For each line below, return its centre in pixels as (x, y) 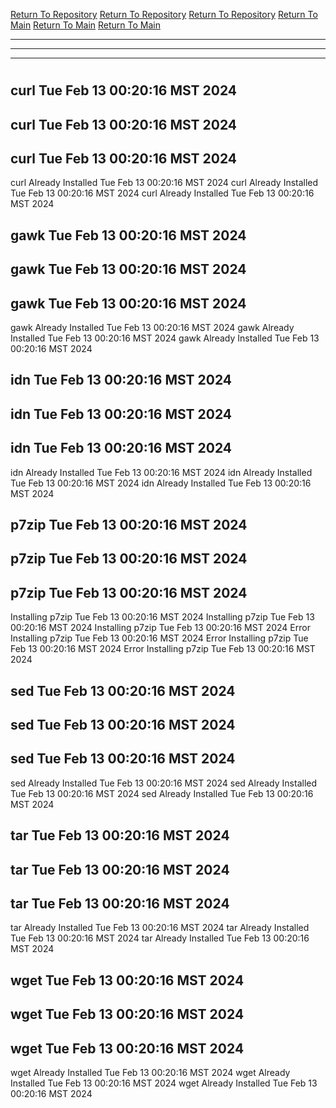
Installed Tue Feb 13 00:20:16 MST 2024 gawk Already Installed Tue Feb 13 (165, 338)
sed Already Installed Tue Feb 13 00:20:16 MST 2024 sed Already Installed (164, 783)
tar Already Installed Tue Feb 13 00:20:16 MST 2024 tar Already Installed (160, 928)
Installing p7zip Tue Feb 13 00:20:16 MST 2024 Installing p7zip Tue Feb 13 (162, 617)
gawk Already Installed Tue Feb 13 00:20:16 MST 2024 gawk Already (152, 327)
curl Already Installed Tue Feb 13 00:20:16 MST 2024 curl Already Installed (164, 183)
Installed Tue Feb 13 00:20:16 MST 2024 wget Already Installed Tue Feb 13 (164, 1083)
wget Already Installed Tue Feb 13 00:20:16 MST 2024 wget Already (150, 1072)
